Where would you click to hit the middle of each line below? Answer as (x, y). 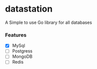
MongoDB (22, 56)
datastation (29, 9)
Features (16, 35)
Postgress (22, 51)
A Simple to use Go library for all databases (48, 22)
